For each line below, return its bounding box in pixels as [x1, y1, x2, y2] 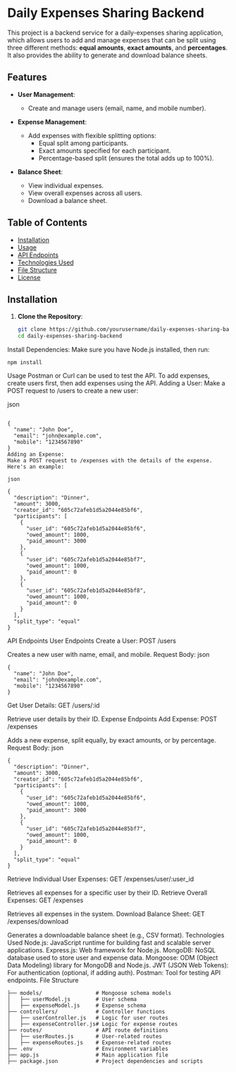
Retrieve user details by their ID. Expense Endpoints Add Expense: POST [7, 715, 218, 723]
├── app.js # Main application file [7, 1051, 169, 1059]
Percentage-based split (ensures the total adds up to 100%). [38, 153, 214, 162]
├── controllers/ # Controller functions [7, 1008, 166, 1015]
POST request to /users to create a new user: [7, 387, 139, 395]
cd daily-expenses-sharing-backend [17, 332, 123, 340]
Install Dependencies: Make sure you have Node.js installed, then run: [7, 345, 210, 354]
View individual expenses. [27, 181, 104, 190]
